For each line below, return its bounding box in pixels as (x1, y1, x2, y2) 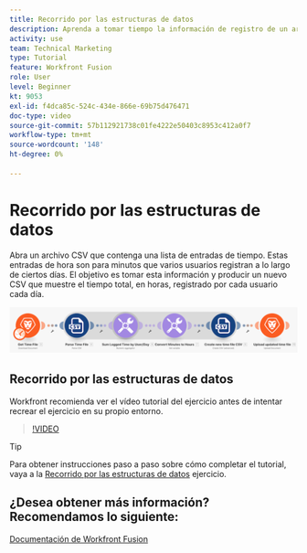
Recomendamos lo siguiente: (9, 509, 179, 525)
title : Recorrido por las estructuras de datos (9, 15, 195, 24)
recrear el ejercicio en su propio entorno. (9, 405, 164, 416)
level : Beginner (9, 82, 71, 91)
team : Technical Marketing (9, 44, 112, 53)
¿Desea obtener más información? (9, 495, 210, 511)
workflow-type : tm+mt (9, 131, 92, 140)
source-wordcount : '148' (9, 140, 104, 150)
